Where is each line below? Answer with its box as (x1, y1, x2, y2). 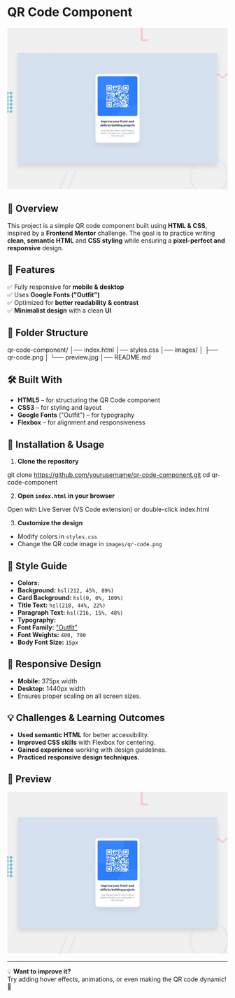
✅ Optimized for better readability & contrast (7, 298, 139, 306)
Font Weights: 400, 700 (17, 630, 86, 639)
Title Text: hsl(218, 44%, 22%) (17, 601, 106, 609)
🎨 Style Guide (7, 560, 68, 572)
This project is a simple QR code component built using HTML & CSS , (7, 221, 208, 229)
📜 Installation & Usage (7, 439, 105, 450)
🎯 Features (7, 264, 55, 276)
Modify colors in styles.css (17, 532, 98, 541)
